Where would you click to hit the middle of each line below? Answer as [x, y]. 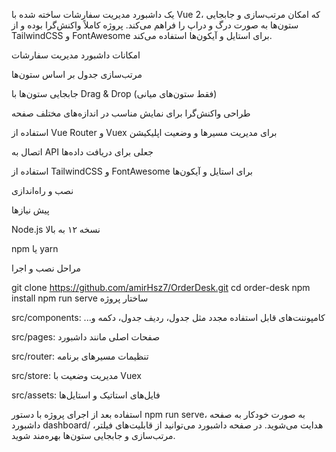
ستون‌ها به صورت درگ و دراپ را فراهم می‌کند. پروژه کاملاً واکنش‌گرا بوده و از [155, 25]
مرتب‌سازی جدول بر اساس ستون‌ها [77, 74]
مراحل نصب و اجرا [46, 268]
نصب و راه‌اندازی [42, 190]
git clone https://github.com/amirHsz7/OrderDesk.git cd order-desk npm [161, 287]
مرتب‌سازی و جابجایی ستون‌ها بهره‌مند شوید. [93, 435]
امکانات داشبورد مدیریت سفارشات [76, 55]
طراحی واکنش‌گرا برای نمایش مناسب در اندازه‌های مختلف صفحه [131, 113]
